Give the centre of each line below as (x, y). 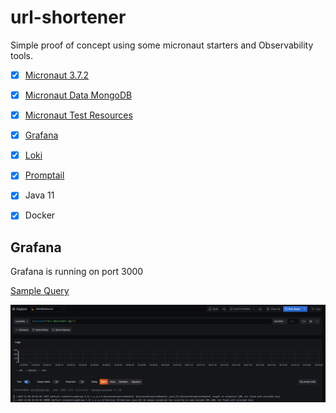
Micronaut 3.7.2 (57, 75)
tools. (22, 55)
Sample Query (40, 291)
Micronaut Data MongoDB (78, 95)
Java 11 (39, 195)
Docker (40, 215)
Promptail (44, 175)
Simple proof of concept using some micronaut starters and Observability (162, 45)
